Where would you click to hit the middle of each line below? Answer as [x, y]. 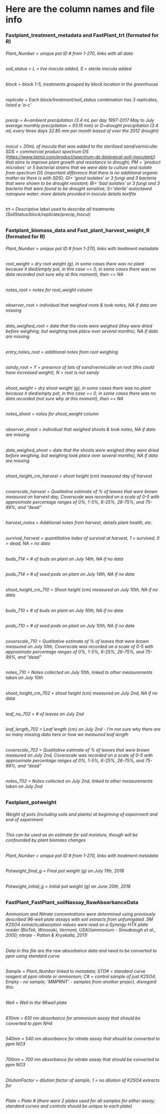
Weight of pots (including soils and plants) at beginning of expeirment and [82, 814]
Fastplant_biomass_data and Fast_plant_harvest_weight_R [78, 230]
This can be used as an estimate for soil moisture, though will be [72, 835]
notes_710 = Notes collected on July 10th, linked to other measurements [79, 673]
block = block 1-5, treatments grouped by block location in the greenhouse [82, 84]
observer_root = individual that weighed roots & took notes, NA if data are [82, 305]
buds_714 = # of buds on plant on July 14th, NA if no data [64, 559]
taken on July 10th [25, 678]
